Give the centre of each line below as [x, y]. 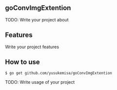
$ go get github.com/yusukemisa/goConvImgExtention [58, 73]
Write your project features [32, 47]
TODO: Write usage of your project [40, 82]
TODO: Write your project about [37, 19]
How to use [22, 62]
